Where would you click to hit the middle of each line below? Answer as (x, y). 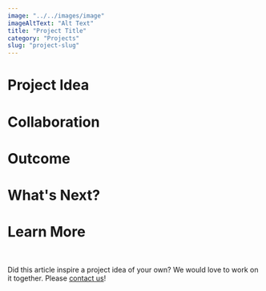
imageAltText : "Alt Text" (50, 23)
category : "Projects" (44, 38)
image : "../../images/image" (56, 16)
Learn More (46, 232)
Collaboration (54, 122)
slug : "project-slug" (44, 46)
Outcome (39, 158)
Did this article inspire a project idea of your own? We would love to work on (133, 269)
